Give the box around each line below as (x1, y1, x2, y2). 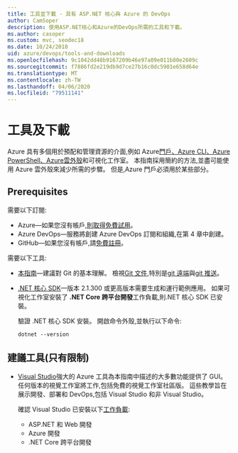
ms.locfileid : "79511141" (7, 89, 84, 97)
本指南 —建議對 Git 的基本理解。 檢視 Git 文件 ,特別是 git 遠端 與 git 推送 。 (17, 268, 224, 277)
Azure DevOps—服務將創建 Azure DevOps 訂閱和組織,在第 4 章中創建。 (17, 229, 228, 238)
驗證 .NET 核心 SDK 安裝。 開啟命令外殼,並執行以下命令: (17, 317, 183, 325)
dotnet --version (17, 331, 70, 338)
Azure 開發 (28, 429, 60, 437)
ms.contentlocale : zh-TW (7, 76, 81, 84)
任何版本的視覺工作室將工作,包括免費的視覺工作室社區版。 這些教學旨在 (17, 381, 227, 389)
